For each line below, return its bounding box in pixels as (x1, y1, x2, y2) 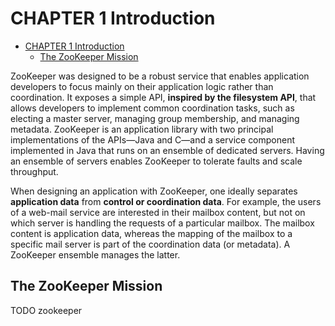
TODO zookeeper (10, 304, 83, 316)
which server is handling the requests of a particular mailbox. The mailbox (10, 217, 315, 229)
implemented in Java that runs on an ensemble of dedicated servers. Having (10, 144, 325, 156)
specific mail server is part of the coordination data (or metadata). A (10, 238, 291, 250)
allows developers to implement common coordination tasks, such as (10, 102, 295, 114)
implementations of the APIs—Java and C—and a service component (10, 133, 296, 146)
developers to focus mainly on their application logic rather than (10, 80, 274, 92)
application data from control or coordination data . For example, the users (10, 195, 322, 207)
